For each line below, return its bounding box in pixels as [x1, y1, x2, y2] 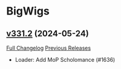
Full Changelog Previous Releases [6, 44, 91, 51]
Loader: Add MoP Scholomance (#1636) [15, 56, 116, 63]
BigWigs [6, 4, 50, 18]
